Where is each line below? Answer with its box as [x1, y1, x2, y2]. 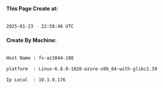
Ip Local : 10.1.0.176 [6, 77, 66, 83]
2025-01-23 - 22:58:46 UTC [6, 24, 74, 30]
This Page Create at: [6, 5, 58, 12]
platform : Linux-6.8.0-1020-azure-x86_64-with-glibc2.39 [6, 66, 158, 72]
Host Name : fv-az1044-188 [6, 55, 74, 61]
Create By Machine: [6, 36, 57, 43]
